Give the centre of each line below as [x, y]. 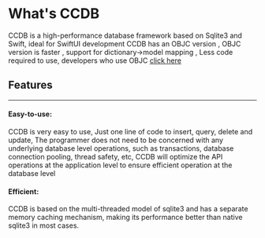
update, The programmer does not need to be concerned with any [116, 140]
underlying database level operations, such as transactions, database [121, 148]
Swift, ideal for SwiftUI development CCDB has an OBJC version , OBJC [125, 43]
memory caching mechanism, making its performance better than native [125, 218]
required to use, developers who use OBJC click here [95, 60]
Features [30, 85]
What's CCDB [54, 14]
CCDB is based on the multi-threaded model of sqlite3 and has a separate [128, 209]
